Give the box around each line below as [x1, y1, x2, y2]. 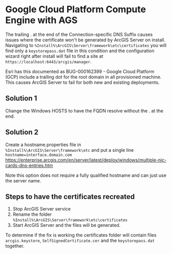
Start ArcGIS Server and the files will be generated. [12, 222, 121, 228]
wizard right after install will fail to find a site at [5, 53, 103, 59]
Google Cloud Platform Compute [5, 4, 146, 15]
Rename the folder [12, 211, 52, 218]
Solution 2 [5, 128, 38, 136]
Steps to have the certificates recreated [5, 192, 135, 201]
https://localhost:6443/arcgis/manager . [5, 58, 92, 64]
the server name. [5, 177, 41, 183]
